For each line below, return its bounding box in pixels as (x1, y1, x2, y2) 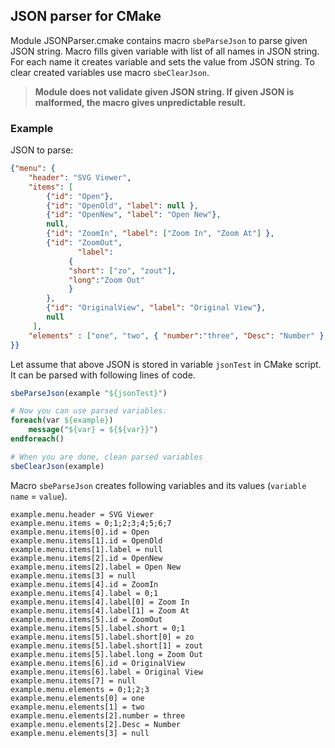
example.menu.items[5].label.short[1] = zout (10, 640, 203, 651)
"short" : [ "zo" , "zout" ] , (68, 265, 177, 276)
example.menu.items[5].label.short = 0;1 (10, 623, 186, 633)
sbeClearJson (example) (10, 461, 105, 471)
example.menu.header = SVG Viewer (10, 509, 155, 519)
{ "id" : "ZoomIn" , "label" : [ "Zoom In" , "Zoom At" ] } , (46, 229, 275, 239)
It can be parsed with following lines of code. (10, 369, 196, 381)
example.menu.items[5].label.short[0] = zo (10, 632, 195, 642)
